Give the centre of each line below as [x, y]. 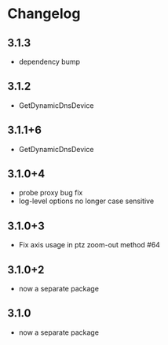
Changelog [44, 14]
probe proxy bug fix [51, 193]
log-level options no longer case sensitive [86, 201]
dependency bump [49, 61]
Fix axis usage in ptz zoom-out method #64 [89, 245]
